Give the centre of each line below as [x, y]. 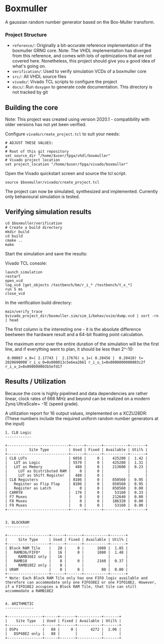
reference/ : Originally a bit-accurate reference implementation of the [82, 45]
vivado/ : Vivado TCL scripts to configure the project [65, 82]
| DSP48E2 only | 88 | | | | [63, 634]
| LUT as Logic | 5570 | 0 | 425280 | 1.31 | [76, 463]
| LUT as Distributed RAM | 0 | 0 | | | [76, 471]
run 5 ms [14, 289]
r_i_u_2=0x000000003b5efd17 [34, 366]
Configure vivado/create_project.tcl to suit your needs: [62, 134]
